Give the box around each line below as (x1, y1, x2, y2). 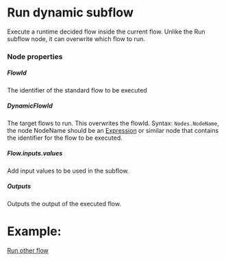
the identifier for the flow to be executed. (7, 134, 123, 142)
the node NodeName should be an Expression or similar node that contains (7, 126, 219, 134)
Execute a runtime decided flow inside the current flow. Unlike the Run (7, 27, 205, 36)
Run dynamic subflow (7, 5, 134, 21)
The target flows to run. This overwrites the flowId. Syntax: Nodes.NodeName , (7, 119, 219, 127)
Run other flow (7, 246, 49, 254)
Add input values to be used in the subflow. (7, 166, 129, 175)
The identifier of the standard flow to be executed (7, 86, 147, 94)
